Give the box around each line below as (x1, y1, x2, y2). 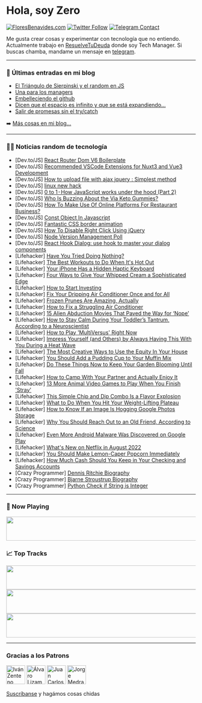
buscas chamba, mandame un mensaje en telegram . (6, 47, 136, 55)
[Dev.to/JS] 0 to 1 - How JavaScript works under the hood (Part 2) (14, 188, 177, 195)
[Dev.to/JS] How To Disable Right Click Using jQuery (14, 227, 145, 234)
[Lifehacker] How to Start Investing (14, 284, 102, 291)
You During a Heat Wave (14, 341, 76, 348)
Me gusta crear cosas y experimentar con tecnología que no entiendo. (6, 35, 180, 42)
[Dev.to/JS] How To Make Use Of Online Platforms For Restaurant (14, 201, 177, 208)
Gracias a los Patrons (6, 651, 70, 660)
